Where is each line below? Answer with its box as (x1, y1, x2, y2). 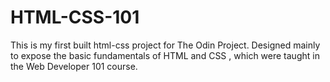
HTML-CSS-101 (10, 6, 140, 29)
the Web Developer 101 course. (10, 60, 138, 72)
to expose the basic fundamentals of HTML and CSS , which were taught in (10, 49, 320, 61)
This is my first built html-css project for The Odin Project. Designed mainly (10, 39, 321, 51)
